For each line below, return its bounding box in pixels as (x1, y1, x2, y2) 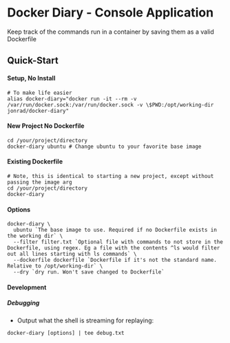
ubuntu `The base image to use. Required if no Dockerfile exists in (13, 227, 217, 234)
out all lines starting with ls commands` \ (7, 251, 137, 258)
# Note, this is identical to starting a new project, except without (7, 173, 214, 179)
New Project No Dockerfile (7, 122, 85, 130)
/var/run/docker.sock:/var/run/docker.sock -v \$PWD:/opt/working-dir (7, 101, 214, 108)
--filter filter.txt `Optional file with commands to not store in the (13, 239, 224, 245)
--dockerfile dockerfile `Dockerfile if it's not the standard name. (13, 256, 217, 264)
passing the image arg (7, 179, 72, 186)
